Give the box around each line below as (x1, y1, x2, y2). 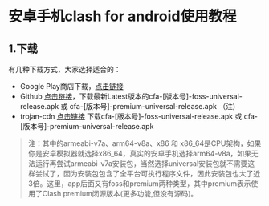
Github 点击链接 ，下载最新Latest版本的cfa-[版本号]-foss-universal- (19, 91, 243, 101)
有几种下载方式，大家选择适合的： (8, 65, 121, 74)
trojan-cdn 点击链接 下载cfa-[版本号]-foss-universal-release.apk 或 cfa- (19, 111, 259, 121)
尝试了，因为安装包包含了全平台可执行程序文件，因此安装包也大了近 (35, 169, 261, 178)
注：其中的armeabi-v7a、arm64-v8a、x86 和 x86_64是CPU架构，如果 (27, 139, 262, 148)
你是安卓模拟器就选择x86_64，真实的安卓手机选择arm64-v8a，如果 (27, 149, 251, 158)
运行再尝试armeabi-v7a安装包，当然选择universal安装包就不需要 (35, 159, 248, 168)
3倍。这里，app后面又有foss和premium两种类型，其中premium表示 (27, 179, 251, 188)
